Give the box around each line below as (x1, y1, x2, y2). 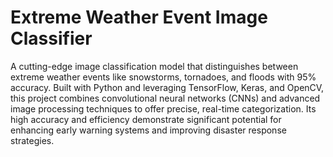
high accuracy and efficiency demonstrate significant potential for (10, 113, 282, 125)
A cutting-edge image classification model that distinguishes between (10, 60, 299, 72)
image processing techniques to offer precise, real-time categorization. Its (10, 102, 317, 115)
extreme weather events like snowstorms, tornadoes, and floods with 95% (10, 71, 317, 83)
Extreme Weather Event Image (10, 6, 268, 29)
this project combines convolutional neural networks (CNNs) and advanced (10, 92, 321, 104)
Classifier (10, 27, 93, 50)
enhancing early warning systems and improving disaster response (10, 124, 287, 136)
